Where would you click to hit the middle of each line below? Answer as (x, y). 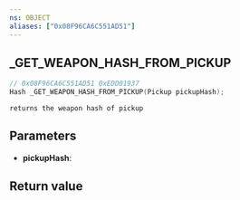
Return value (46, 186)
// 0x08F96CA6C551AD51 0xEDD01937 (75, 84)
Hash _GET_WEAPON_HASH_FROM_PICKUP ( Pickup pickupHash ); (117, 92)
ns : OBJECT (30, 18)
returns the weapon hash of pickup (77, 109)
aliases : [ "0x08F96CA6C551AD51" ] (72, 26)
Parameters (43, 136)
